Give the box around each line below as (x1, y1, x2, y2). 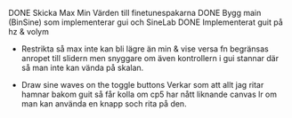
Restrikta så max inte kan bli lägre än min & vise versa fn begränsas (20, 43, 269, 54)
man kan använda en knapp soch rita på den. (20, 98, 188, 109)
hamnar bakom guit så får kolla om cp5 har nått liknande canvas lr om (20, 89, 278, 99)
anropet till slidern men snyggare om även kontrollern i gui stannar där (20, 53, 280, 63)
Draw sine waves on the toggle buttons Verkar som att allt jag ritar (20, 80, 264, 90)
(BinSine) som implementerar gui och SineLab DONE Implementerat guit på (8, 17, 284, 28)
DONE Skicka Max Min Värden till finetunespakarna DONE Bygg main (8, 8, 262, 18)
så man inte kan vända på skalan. (20, 62, 144, 73)
